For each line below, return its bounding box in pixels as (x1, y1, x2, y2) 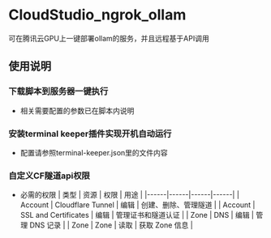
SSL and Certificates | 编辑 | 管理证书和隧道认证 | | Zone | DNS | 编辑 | (19, 210, 254, 220)
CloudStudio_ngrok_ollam (8, 6, 187, 24)
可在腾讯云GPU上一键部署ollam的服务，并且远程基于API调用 (8, 33, 209, 43)
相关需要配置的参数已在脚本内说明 (19, 105, 135, 115)
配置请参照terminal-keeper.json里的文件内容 (19, 147, 168, 157)
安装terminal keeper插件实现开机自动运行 (8, 128, 172, 139)
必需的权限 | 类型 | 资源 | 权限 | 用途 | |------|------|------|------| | (19, 190, 239, 200)
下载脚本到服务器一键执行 (8, 86, 109, 97)
